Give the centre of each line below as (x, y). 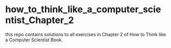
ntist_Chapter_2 (40, 20)
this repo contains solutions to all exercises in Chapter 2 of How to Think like (86, 34)
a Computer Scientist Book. (34, 40)
